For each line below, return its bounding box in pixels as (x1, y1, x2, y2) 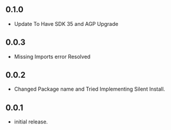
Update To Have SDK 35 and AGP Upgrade (14, 20, 119, 27)
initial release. (14, 118, 48, 125)
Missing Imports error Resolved (14, 53, 91, 60)
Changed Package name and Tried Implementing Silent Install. (14, 85, 166, 93)
